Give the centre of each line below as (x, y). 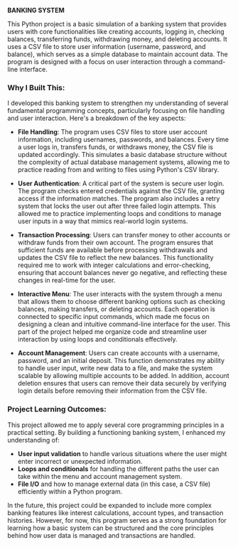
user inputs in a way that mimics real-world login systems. (103, 221)
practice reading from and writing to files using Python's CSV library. (118, 170)
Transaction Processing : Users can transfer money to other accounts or (124, 235)
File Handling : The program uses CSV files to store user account (112, 132)
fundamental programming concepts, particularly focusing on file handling (116, 111)
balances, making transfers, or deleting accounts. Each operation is (116, 309)
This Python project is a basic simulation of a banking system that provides (117, 24)
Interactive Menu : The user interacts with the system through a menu (120, 294)
